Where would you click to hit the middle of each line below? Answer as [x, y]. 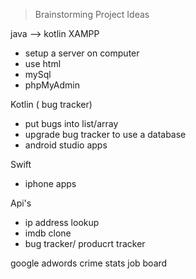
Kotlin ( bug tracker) [51, 104]
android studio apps [66, 145]
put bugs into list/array [71, 123]
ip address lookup [62, 222]
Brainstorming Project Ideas [92, 14]
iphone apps [50, 183]
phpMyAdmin [52, 85]
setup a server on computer [82, 53]
